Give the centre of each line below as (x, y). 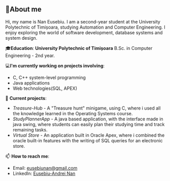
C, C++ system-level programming (49, 77)
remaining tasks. (30, 130)
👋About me (23, 9)
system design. (21, 38)
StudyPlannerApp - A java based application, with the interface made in (88, 119)
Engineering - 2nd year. (30, 55)
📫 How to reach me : (27, 156)
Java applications (31, 83)
